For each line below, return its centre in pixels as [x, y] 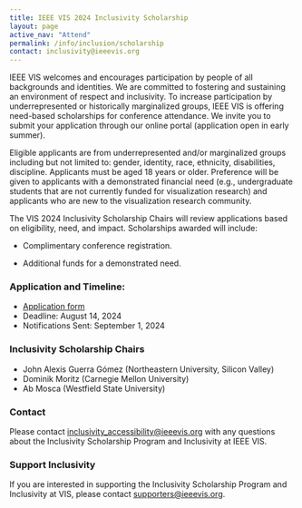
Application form [54, 307]
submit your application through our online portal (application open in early [149, 126]
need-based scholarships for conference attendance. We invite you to [140, 116]
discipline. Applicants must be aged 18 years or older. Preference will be [144, 172]
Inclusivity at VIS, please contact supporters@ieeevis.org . [117, 494]
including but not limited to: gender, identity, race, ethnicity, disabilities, [142, 162]
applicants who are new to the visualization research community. [131, 201]
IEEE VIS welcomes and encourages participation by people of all [132, 77]
